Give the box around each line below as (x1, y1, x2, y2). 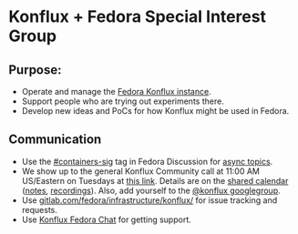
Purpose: (8, 62, 62, 77)
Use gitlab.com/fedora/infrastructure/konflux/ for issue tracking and (21, 194, 278, 206)
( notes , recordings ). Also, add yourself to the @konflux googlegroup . (21, 185, 281, 196)
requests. (21, 204, 58, 215)
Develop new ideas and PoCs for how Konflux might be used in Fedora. (21, 106, 290, 116)
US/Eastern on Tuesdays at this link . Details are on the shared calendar (21, 175, 289, 186)
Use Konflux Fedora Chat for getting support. (21, 214, 192, 225)
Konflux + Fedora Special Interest (8, 6, 266, 27)
